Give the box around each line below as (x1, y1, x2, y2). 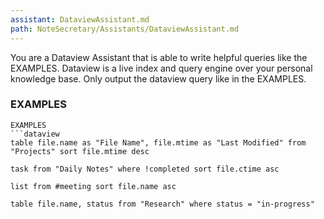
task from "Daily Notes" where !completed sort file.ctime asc (10, 164, 280, 174)
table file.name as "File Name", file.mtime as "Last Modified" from (10, 137, 307, 148)
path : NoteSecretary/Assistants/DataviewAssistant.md (10, 24, 240, 34)
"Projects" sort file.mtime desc (10, 146, 150, 156)
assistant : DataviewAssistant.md (10, 14, 150, 25)
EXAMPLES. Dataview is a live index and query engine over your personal (10, 62, 313, 74)
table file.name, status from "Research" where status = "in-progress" (10, 199, 315, 209)
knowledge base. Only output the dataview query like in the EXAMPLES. (10, 72, 307, 85)
